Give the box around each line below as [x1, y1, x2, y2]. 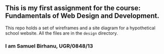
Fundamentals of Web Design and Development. [5, 12, 159, 20]
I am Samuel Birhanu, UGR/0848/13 [5, 42, 93, 49]
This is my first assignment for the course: [5, 4, 141, 12]
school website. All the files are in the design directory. [5, 30, 118, 36]
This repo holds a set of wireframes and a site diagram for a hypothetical [5, 25, 155, 31]
